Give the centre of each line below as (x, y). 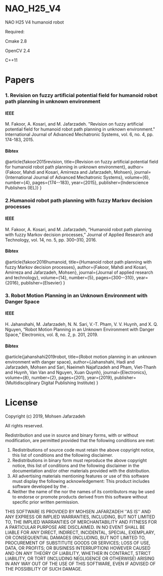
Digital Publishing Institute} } (70, 383)
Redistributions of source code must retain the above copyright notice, (83, 450)
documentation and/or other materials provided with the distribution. (81, 471)
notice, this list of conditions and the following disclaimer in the (76, 466)
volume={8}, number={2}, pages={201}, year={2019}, (59, 378)
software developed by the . (40, 487)
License (22, 403)
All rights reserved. (24, 426)
